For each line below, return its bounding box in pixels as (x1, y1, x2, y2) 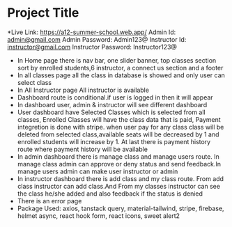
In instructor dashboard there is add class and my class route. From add (17, 174, 224, 182)
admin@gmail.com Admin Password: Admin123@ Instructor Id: (7, 35, 187, 43)
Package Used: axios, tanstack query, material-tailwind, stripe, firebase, (17, 204, 224, 212)
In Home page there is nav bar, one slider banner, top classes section (17, 56, 217, 64)
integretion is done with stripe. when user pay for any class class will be (17, 123, 224, 131)
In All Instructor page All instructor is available (17, 86, 150, 94)
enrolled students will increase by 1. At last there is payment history (17, 137, 211, 146)
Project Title (7, 5, 79, 21)
